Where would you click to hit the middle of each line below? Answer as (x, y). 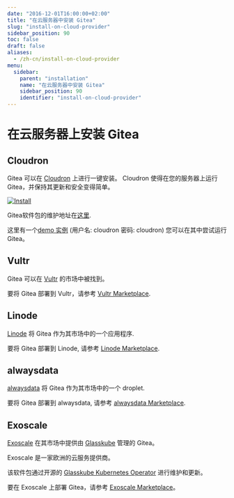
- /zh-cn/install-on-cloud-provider (67, 59)
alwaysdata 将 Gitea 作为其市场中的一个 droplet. (76, 388)
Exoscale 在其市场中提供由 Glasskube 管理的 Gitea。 (83, 443)
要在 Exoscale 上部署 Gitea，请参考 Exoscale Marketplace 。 (93, 488)
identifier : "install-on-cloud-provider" (80, 98)
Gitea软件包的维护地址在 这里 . (49, 215)
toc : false (23, 40)
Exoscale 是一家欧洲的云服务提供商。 (61, 458)
